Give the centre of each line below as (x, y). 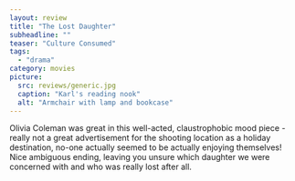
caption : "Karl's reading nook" (79, 94)
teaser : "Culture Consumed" (63, 43)
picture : (26, 77)
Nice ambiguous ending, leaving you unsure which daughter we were (140, 157)
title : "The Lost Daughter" (63, 26)
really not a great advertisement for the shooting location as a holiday (140, 138)
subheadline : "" (40, 35)
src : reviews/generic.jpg (67, 85)
